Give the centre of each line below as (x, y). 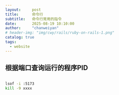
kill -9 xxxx (19, 89)
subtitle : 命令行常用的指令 (34, 19)
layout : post (23, 10)
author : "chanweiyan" (32, 28)
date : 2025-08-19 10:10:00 (40, 24)
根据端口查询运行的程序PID (47, 68)
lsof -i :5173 (20, 84)
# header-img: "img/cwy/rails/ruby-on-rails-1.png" (60, 33)
